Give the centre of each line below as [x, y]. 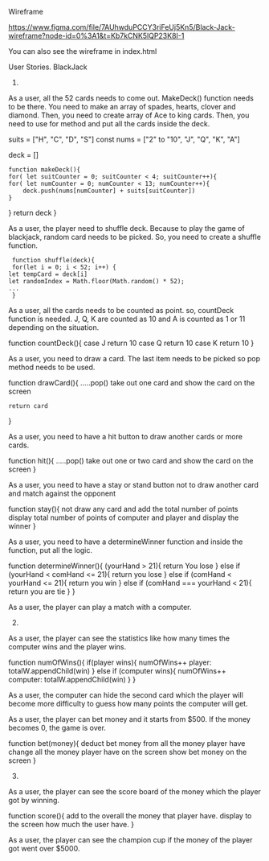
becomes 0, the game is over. [57, 728]
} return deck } [33, 213]
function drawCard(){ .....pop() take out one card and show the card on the [132, 383]
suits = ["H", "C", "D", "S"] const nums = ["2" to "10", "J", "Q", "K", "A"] [124, 139]
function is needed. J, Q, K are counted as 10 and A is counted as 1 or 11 [127, 319]
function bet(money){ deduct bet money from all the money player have [127, 743]
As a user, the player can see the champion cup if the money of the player [130, 840]
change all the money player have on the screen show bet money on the [128, 752]
